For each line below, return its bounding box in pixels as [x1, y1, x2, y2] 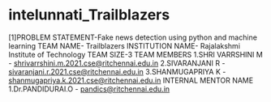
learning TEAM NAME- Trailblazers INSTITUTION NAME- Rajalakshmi [8, 40, 241, 50]
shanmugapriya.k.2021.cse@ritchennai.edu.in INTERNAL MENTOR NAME [8, 75, 254, 85]
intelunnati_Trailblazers [8, 6, 170, 24]
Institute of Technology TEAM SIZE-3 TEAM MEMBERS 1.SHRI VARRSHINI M [8, 49, 264, 59]
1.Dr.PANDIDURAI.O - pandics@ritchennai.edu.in [8, 83, 170, 94]
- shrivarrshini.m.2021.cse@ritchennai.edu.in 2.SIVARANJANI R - [8, 58, 226, 68]
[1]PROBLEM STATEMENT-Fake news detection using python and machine [8, 32, 258, 42]
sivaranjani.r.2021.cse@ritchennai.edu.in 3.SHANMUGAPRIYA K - [8, 66, 226, 76]
